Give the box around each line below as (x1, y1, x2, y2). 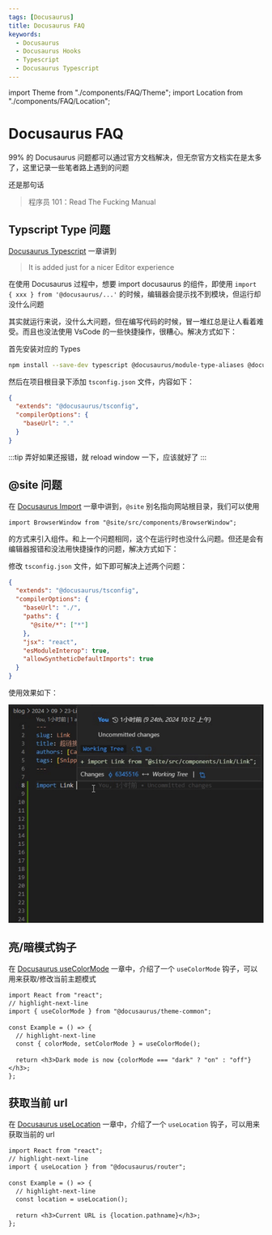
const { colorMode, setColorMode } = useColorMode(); (15, 1040, 201, 1048)
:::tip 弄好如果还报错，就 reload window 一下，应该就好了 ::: (8, 452, 207, 462)
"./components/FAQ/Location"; (8, 96, 111, 105)
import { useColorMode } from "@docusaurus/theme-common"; (8, 1007, 212, 1015)
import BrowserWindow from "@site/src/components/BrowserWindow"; (8, 519, 237, 527)
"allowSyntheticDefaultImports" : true (23, 655, 154, 664)
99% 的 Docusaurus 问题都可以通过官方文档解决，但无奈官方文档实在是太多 (8, 152, 262, 162)
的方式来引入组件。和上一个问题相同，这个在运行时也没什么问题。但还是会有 (8, 533, 264, 543)
